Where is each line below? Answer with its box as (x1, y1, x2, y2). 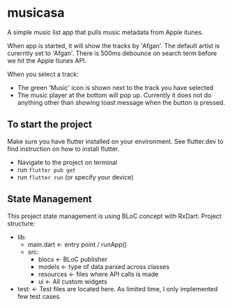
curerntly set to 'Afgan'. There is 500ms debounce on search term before (7, 49, 217, 57)
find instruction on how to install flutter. (7, 145, 120, 153)
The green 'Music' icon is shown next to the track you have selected (17, 83, 214, 92)
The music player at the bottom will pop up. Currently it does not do (17, 91, 212, 99)
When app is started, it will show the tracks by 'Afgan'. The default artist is (7, 41, 220, 50)
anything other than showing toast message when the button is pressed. (17, 98, 225, 106)
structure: (7, 219, 36, 228)
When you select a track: (7, 70, 79, 78)
